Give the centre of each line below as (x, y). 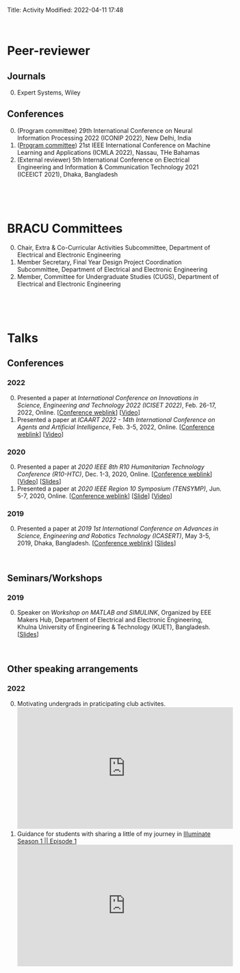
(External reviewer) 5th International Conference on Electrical (103, 160)
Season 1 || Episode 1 (47, 841)
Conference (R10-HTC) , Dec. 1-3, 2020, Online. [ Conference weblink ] (115, 474)
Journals (26, 76)
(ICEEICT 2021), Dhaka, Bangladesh (67, 174)
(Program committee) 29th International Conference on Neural (105, 130)
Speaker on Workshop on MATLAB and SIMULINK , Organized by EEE (114, 612)
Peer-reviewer (49, 51)
